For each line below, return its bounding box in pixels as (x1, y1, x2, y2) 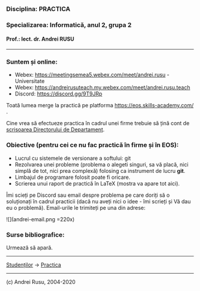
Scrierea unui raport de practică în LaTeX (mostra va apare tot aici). (14, 179, 180, 187)
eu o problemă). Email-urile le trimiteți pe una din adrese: (6, 204, 146, 211)
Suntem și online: (6, 57, 58, 66)
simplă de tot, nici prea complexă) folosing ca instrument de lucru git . (14, 167, 186, 174)
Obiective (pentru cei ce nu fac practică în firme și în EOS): (6, 141, 179, 149)
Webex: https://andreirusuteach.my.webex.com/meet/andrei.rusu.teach (14, 84, 190, 91)
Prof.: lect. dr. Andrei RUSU (6, 35, 74, 43)
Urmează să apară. (6, 244, 53, 251)
